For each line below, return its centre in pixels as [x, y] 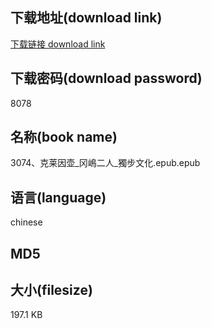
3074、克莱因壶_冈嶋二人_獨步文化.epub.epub [105, 163]
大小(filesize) [51, 290]
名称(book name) [64, 137]
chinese [26, 222]
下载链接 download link [58, 44]
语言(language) [58, 197]
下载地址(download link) [86, 18]
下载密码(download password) [106, 78]
